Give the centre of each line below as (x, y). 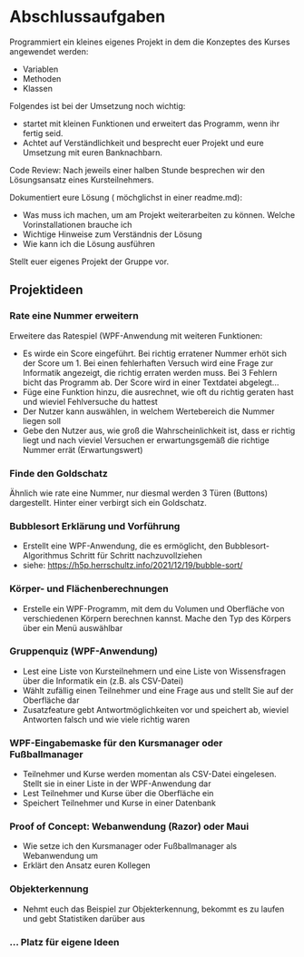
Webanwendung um (60, 856)
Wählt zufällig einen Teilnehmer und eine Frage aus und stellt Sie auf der (158, 690)
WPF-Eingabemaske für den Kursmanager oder (116, 743)
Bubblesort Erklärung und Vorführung (95, 526)
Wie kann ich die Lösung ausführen (89, 243)
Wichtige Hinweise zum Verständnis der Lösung (112, 234)
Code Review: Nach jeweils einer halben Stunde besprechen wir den (137, 170)
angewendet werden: (49, 51)
